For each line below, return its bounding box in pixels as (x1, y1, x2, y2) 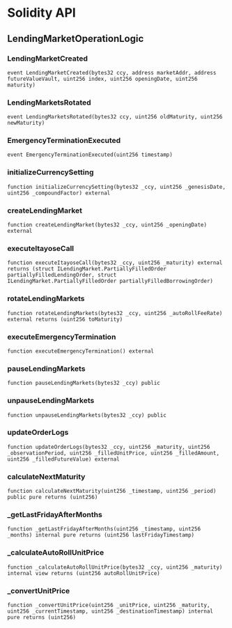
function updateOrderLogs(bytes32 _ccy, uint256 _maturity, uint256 (7, 443, 210, 450)
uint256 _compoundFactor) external (7, 190, 111, 197)
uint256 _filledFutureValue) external (7, 455, 120, 463)
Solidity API (7, 5, 77, 21)
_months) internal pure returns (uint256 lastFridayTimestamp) (7, 532, 195, 539)
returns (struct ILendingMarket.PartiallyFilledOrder (7, 266, 167, 273)
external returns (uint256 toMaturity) (7, 316, 123, 323)
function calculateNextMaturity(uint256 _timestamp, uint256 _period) (7, 488, 217, 495)
